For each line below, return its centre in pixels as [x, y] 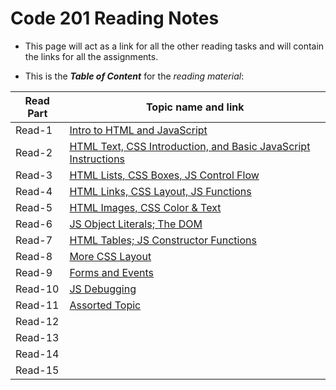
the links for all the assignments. [91, 56]
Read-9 [34, 272]
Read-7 [34, 240]
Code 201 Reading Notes [115, 18]
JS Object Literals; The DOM [136, 224]
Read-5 [34, 207]
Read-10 [37, 289]
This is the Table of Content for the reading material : [134, 76]
